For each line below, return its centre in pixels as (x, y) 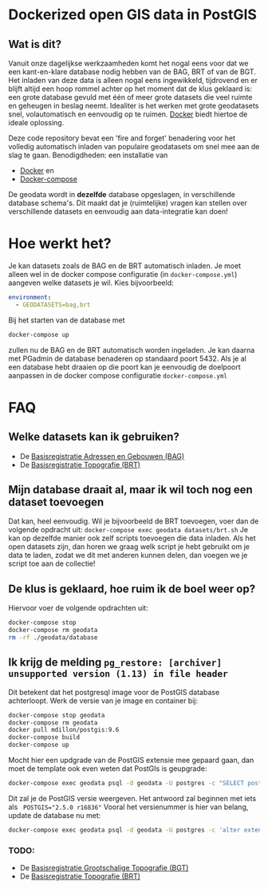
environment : (30, 297)
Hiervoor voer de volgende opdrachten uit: (79, 608)
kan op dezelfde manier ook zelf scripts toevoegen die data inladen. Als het (132, 538)
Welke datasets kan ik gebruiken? (94, 437)
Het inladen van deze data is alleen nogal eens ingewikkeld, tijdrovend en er (133, 80)
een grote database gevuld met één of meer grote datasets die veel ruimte (130, 97)
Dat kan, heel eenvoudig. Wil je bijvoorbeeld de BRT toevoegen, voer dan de (134, 521)
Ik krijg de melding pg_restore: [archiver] (115, 663)
